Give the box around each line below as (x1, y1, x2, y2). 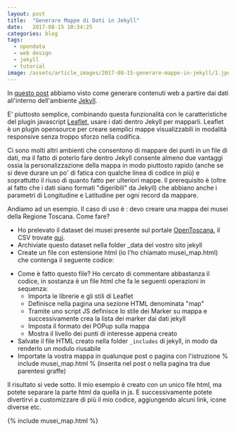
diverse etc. (7, 402, 42, 411)
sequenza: (17, 284, 48, 292)
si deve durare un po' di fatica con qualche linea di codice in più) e (7, 168, 200, 177)
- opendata (13, 43, 46, 50)
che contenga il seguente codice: (17, 255, 114, 264)
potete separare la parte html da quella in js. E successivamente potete (7, 388, 213, 396)
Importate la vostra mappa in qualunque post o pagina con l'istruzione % (17, 352, 228, 360)
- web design (13, 50, 52, 57)
